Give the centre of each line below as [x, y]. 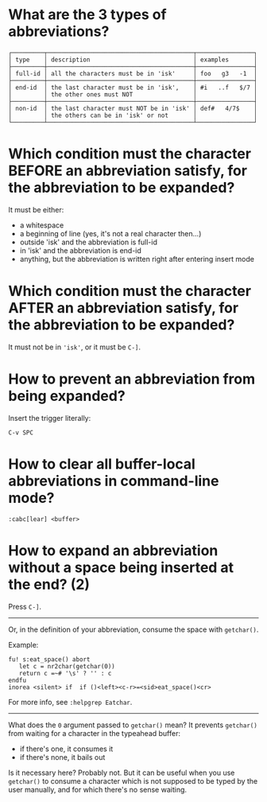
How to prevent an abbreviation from [132, 379]
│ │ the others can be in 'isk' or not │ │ [133, 115]
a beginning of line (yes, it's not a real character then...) [110, 233]
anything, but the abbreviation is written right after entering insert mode [137, 259]
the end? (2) [49, 584]
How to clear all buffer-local [102, 464]
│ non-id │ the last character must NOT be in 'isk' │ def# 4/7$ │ [133, 108]
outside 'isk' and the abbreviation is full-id [88, 242]
